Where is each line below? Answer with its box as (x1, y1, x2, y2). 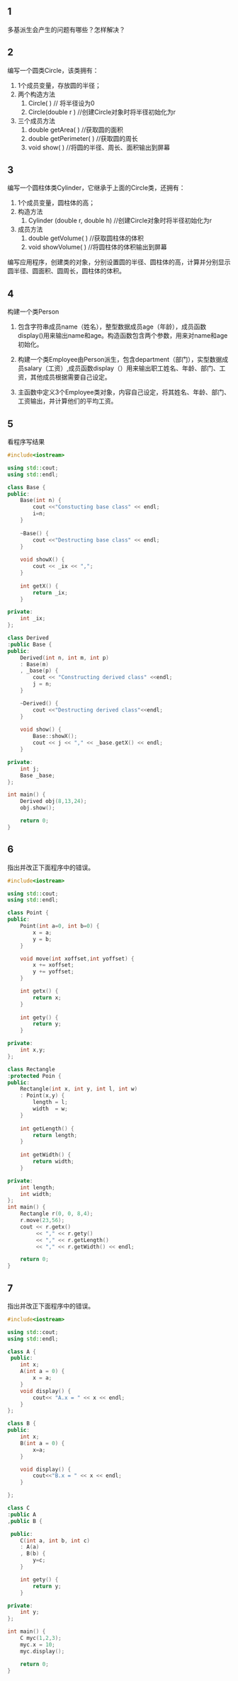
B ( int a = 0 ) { (20, 1440, 65, 1447)
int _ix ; (20, 615, 46, 622)
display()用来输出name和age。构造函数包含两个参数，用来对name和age (17, 331, 228, 340)
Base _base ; (20, 772, 55, 779)
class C (7, 1505, 30, 1512)
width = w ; (33, 1105, 69, 1112)
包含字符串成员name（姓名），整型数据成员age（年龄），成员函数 (17, 322, 207, 331)
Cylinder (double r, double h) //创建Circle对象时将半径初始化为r (28, 216, 212, 225)
